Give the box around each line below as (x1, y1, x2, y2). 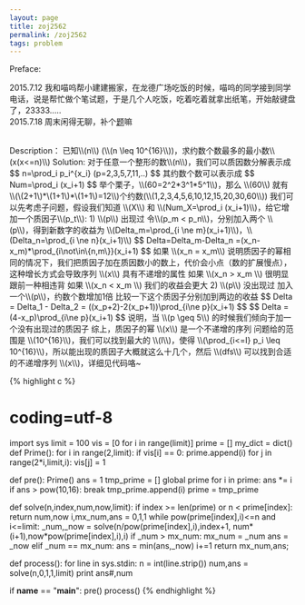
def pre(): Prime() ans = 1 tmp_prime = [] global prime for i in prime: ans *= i (9, 474, 292, 486)
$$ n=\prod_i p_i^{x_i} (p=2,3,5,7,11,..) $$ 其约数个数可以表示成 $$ (9, 168, 255, 179)
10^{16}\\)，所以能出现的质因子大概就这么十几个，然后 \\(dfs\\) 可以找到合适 (9, 346, 292, 357)
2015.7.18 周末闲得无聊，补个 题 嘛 (9, 116, 133, 127)
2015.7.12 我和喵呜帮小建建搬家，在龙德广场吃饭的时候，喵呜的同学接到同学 (9, 83, 291, 94)
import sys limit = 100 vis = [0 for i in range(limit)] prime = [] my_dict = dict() (9, 438, 293, 449)
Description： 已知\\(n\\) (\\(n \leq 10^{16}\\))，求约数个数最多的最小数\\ (9, 145, 275, 156)
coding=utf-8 (9, 408, 113, 428)
